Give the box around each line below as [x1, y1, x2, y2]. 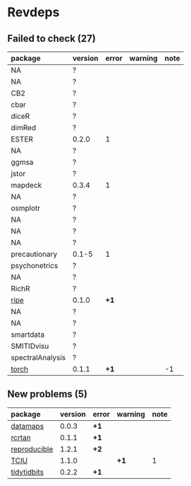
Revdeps [7, 4, 60, 21]
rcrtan [11, 432, 31, 442]
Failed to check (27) [7, 33, 97, 45]
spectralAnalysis [11, 353, 66, 362]
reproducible [11, 444, 54, 453]
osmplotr [11, 203, 41, 213]
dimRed [11, 123, 37, 132]
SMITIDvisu [11, 341, 49, 351]
